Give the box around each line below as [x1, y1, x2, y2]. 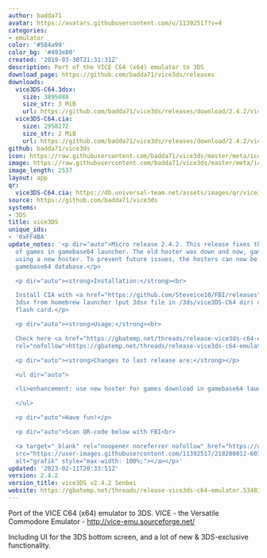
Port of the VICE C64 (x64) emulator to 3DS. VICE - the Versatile [8, 508, 220, 518]
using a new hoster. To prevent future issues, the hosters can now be [15, 255, 258, 263]
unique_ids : [8, 225, 48, 234]
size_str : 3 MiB [22, 100, 77, 108]
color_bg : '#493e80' [8, 48, 77, 56]
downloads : [8, 78, 44, 86]
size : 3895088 [22, 93, 69, 101]
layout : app [8, 174, 48, 183]
